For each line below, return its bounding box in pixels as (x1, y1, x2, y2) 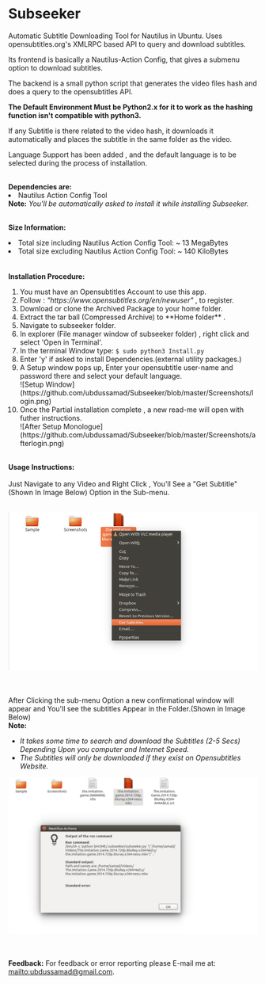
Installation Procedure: (8, 271, 85, 281)
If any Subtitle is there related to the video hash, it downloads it (8, 126, 214, 135)
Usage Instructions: (8, 462, 75, 471)
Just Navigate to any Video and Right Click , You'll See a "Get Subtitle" (8, 479, 238, 488)
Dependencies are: (8, 181, 73, 191)
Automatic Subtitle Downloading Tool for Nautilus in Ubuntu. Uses (8, 31, 223, 40)
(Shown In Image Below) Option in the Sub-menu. (8, 487, 170, 497)
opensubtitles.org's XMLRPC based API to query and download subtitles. (8, 39, 247, 48)
